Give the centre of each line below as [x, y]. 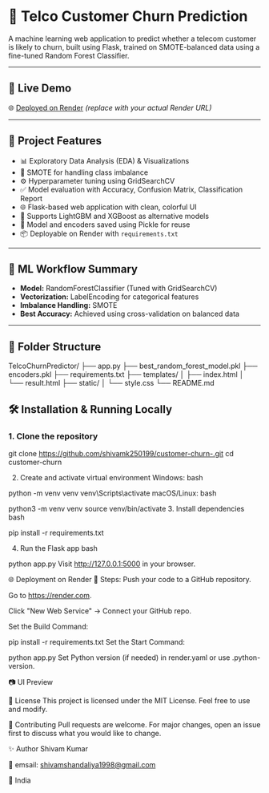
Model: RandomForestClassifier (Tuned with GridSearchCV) [118, 289]
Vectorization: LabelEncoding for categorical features [109, 297]
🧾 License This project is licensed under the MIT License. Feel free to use [129, 700]
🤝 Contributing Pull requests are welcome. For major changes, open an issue [134, 724]
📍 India [20, 780]
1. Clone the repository [53, 436]
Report [31, 198]
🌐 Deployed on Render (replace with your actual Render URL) [110, 107]
